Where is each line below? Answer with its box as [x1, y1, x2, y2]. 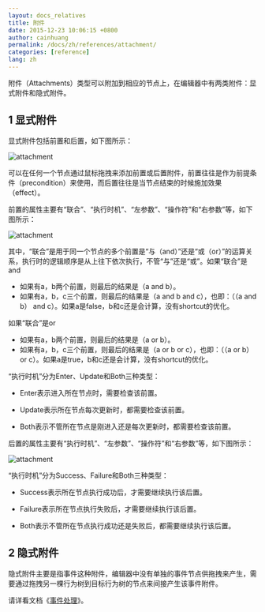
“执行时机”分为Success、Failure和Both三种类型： [8, 471, 169, 480]
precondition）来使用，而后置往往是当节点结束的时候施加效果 [21, 178, 222, 187]
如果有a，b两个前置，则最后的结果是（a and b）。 [19, 281, 181, 291]
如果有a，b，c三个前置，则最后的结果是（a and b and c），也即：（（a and [19, 291, 257, 301]
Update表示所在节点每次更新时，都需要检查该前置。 [19, 404, 189, 415]
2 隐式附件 [8, 546, 59, 560]
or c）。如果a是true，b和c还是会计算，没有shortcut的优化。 [19, 355, 213, 364]
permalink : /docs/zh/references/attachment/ [8, 41, 157, 49]
